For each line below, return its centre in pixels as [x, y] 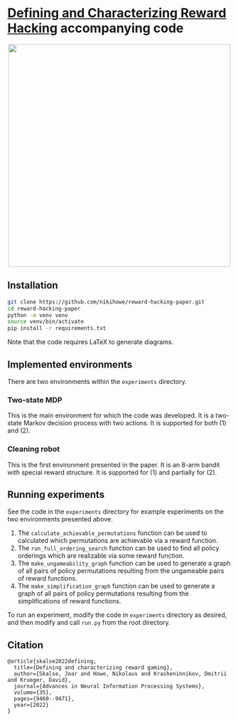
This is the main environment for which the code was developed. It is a [111, 415]
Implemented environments [70, 364]
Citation [26, 645]
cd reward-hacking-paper [44, 308]
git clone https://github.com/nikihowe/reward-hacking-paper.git [106, 302]
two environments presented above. [60, 519]
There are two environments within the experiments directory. [97, 381]
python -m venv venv [38, 315]
